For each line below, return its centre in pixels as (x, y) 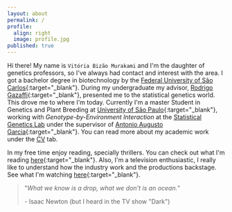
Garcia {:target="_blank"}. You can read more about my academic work (108, 132)
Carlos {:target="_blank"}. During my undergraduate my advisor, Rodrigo (110, 88)
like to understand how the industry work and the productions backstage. (112, 167)
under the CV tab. (33, 139)
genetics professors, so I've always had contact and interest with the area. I (115, 73)
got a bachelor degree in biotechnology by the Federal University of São (110, 80)
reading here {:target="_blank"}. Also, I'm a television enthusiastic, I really (111, 160)
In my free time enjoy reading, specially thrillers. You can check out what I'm (116, 152)
